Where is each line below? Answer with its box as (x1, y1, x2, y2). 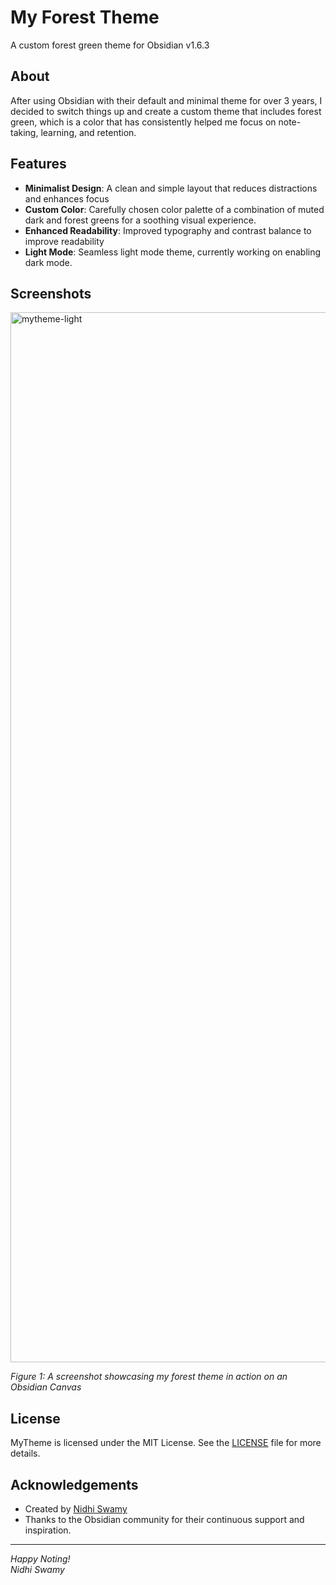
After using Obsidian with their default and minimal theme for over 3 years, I (10, 94, 323, 106)
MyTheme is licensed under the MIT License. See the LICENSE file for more (10, 1437, 322, 1449)
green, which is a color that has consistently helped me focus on (10, 116, 277, 128)
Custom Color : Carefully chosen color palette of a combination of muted (24, 203, 325, 215)
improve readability (24, 235, 105, 247)
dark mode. (24, 256, 73, 268)
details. (10, 1447, 41, 1460)
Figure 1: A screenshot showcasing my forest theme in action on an (10, 1371, 288, 1383)
